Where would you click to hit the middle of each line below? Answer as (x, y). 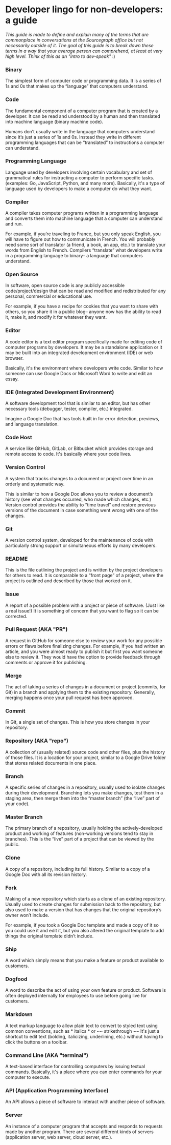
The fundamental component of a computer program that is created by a (82, 111)
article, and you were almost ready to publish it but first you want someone (84, 651)
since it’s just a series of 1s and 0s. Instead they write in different (73, 137)
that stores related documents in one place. (51, 763)
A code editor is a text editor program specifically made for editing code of (84, 341)
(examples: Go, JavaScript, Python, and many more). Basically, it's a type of (85, 183)
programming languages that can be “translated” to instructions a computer (85, 142)
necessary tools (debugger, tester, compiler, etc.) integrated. (69, 409)
